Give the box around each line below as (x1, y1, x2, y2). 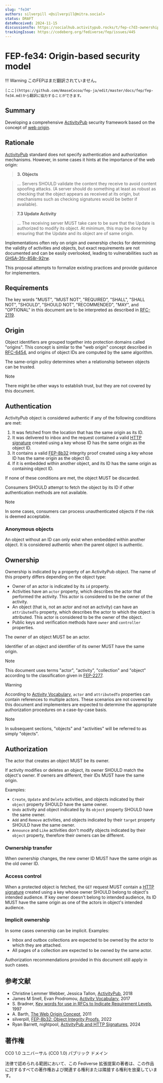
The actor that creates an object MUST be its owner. (5, 758, 110, 764)
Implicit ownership (5, 916, 50, 923)
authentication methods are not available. (5, 490, 88, 495)
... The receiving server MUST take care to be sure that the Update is (16, 220, 155, 226)
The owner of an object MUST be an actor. (5, 634, 91, 640)
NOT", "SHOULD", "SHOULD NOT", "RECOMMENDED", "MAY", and (5, 302, 139, 308)
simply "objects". (5, 731, 39, 737)
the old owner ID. (5, 861, 39, 866)
